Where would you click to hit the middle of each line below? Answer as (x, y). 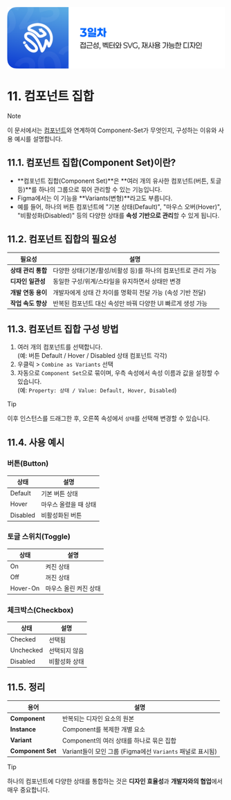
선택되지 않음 (66, 651)
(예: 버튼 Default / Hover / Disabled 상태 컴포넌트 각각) (92, 356)
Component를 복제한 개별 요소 (103, 729)
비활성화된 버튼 (62, 516)
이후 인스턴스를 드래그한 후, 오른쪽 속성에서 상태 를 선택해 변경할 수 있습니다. (109, 419)
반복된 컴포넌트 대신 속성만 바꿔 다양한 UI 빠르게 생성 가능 (130, 303)
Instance (23, 729)
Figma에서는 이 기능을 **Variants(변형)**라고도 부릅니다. (95, 198)
